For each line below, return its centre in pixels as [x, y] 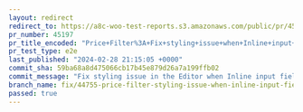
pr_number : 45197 [41, 34]
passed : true [33, 93]
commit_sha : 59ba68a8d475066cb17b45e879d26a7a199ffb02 [114, 69]
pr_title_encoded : [43, 43]
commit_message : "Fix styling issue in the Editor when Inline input [142, 77]
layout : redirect [41, 18]
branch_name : [33, 85]
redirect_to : [33, 26]
